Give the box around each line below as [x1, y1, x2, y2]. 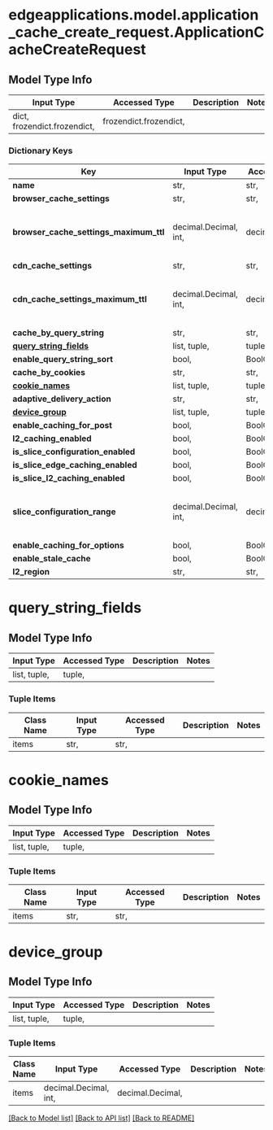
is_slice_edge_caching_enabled [12, 460, 138, 471]
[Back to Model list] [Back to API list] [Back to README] [8, 1113, 195, 1123]
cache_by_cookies [12, 367, 85, 378]
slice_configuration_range [12, 506, 116, 517]
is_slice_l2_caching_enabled [12, 473, 126, 484]
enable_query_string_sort [12, 354, 114, 365]
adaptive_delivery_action [12, 393, 111, 404]
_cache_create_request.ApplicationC [8, 23, 265, 41]
